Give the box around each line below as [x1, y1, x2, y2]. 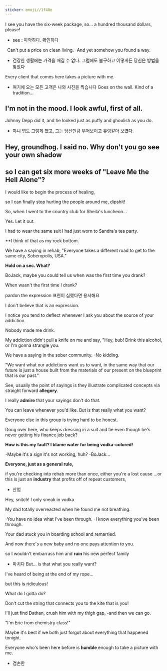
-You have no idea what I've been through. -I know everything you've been [5, 516, 159, 522]
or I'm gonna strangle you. [5, 342, 59, 348]
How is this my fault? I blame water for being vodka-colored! [5, 441, 133, 447]
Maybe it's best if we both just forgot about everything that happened [5, 629, 148, 635]
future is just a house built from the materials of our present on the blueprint [5, 367, 161, 373]
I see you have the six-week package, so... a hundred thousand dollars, [5, 21, 152, 27]
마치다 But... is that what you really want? [12, 561, 96, 567]
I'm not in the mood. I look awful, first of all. [5, 104, 143, 113]
